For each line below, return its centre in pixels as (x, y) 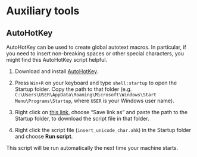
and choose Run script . (44, 136)
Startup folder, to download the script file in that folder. (82, 118)
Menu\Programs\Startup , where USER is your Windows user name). (94, 101)
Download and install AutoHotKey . (57, 71)
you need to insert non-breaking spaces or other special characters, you (95, 54)
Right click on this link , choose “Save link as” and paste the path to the (101, 112)
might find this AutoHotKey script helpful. (57, 60)
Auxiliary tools (43, 11)
